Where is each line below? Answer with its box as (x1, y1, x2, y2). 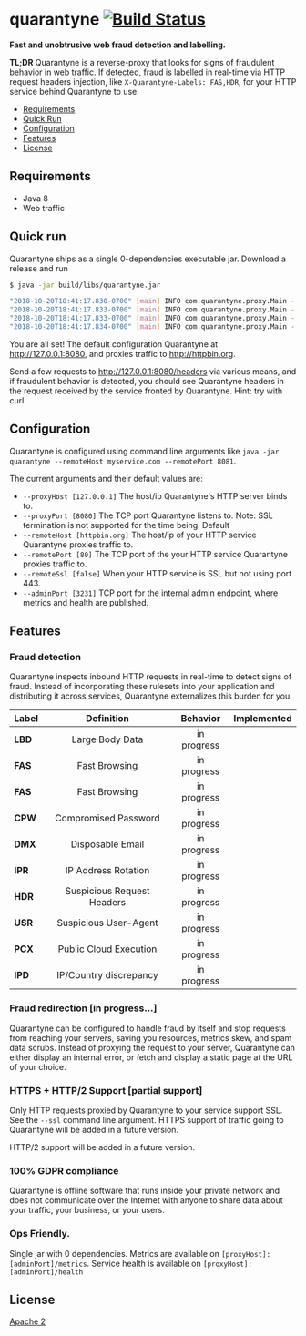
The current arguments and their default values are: (9, 473, 203, 484)
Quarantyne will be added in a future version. (9, 1125, 179, 1136)
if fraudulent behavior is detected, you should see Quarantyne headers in (9, 375, 284, 386)
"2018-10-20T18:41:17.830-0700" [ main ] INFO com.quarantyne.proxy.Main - (9, 297, 296, 306)
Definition (85, 712, 130, 725)
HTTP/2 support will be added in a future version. (9, 1142, 196, 1153)
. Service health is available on (87, 1258, 202, 1269)
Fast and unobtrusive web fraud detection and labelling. (9, 39, 226, 50)
